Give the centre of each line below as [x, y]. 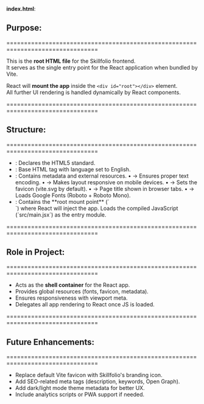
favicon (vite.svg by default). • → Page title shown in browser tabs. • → [105, 189]
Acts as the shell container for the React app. [72, 285]
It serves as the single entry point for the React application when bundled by [102, 67]
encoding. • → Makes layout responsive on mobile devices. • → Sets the [106, 182]
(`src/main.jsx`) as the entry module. [61, 215]
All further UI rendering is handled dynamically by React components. [93, 92]
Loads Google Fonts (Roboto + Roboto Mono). [73, 195]
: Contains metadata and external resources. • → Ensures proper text [102, 176]
